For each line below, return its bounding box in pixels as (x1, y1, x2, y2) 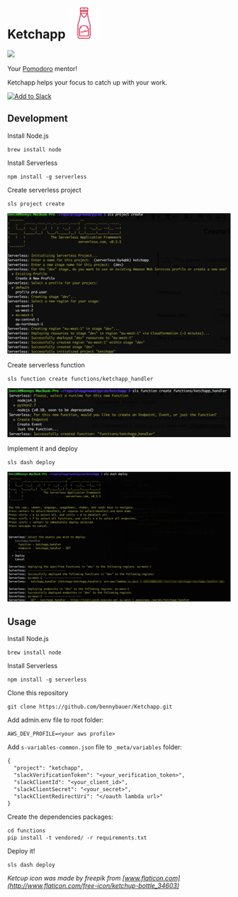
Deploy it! (7, 847, 35, 856)
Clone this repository (7, 689, 69, 697)
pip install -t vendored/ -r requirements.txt (7, 834, 147, 842)
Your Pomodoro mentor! (7, 64, 78, 72)
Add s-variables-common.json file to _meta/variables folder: (7, 743, 183, 751)
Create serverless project (7, 186, 81, 194)
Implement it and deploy (7, 444, 78, 453)
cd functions (7, 827, 46, 834)
